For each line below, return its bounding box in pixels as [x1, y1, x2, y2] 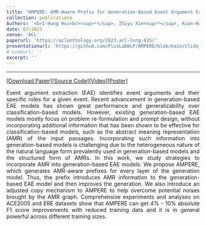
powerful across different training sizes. [6, 213, 107, 220]
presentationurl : [6, 43, 51, 50]
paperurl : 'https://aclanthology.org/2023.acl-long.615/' [6, 37, 158, 43]
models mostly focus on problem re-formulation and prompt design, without [6, 115, 200, 122]
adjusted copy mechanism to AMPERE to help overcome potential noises [6, 186, 200, 194]
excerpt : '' [6, 55, 37, 61]
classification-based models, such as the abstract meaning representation [6, 128, 200, 135]
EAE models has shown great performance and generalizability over [6, 102, 200, 109]
